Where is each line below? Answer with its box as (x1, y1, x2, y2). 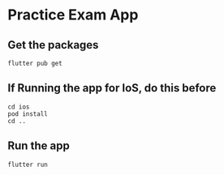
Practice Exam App (7, 6, 139, 24)
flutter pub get (7, 59, 62, 67)
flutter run (7, 160, 48, 169)
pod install (7, 109, 48, 118)
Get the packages (7, 38, 99, 52)
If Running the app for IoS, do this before (7, 81, 217, 95)
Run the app (7, 139, 70, 153)
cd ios (7, 103, 30, 111)
